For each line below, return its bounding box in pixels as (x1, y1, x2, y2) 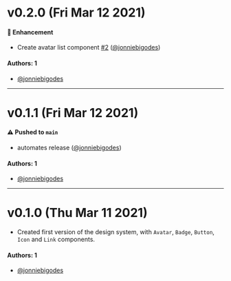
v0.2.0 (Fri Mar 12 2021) (7, 5, 146, 21)
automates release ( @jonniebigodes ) (16, 143, 122, 152)
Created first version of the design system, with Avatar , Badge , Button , (16, 228, 215, 236)
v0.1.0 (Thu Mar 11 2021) (7, 205, 148, 221)
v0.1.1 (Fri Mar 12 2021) (7, 105, 139, 121)
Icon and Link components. (16, 236, 95, 244)
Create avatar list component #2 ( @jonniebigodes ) (16, 43, 161, 52)
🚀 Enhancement (7, 28, 54, 36)
